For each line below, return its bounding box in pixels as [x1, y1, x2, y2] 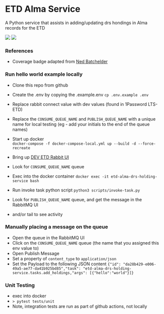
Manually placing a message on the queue [5, 223, 108, 230]
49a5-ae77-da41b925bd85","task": [12, 266, 81, 271]
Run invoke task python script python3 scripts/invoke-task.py [12, 187, 140, 193]
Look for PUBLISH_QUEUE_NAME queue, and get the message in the [12, 196, 142, 202]
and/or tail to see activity [12, 211, 63, 217]
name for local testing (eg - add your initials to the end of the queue [12, 121, 150, 127]
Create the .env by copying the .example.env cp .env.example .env [12, 92, 149, 97]
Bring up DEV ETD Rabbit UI [12, 154, 69, 160]
